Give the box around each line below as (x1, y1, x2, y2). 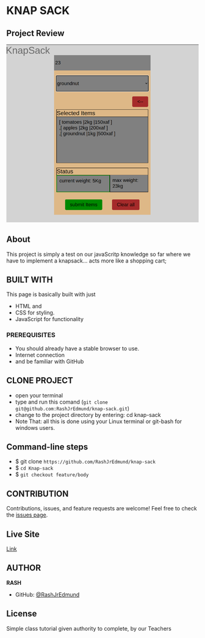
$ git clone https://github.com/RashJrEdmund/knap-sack (15, 458, 156, 465)
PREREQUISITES (6, 331, 56, 339)
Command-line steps (6, 441, 88, 452)
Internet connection (15, 351, 65, 358)
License (6, 609, 37, 619)
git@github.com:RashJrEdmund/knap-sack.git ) (15, 404, 130, 412)
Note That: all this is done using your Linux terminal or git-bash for (15, 418, 182, 425)
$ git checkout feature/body (15, 471, 89, 478)
